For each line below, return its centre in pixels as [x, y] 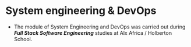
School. [23, 39]
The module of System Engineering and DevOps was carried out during [100, 27]
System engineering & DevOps [81, 11]
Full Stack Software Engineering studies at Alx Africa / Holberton [93, 32]
